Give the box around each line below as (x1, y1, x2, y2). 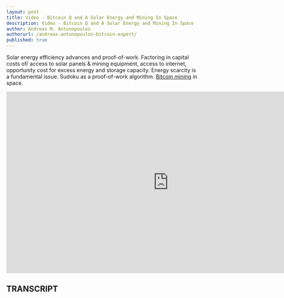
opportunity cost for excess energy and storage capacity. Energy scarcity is (6, 67, 196, 73)
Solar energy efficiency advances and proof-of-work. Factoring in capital (6, 54, 189, 61)
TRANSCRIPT (6, 284, 59, 294)
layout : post (6, 8, 39, 15)
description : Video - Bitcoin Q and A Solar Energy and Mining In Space (6, 20, 194, 26)
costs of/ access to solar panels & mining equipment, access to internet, (6, 60, 187, 67)
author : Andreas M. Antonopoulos (6, 25, 91, 32)
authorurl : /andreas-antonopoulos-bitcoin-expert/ (6, 31, 137, 38)
